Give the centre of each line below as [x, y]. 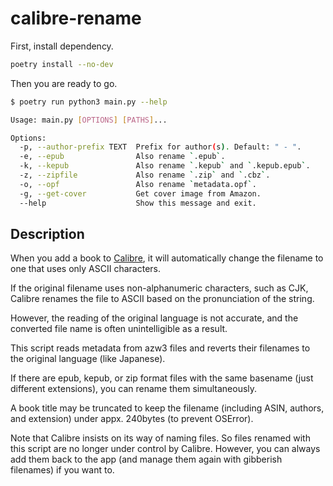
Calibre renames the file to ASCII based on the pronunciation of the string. [162, 299]
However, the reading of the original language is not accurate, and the [154, 318]
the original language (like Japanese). [88, 359]
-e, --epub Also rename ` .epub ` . [122, 157]
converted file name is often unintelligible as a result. [119, 329]
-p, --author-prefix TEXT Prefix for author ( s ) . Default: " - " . [160, 147]
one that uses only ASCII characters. [85, 269]
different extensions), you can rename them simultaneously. [134, 389]
